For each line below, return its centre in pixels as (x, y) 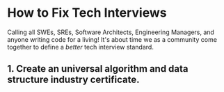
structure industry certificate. (73, 80)
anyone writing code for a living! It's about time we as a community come (112, 39)
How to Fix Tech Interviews (87, 13)
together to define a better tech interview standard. (81, 47)
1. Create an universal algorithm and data (98, 69)
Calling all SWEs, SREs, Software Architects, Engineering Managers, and (111, 32)
